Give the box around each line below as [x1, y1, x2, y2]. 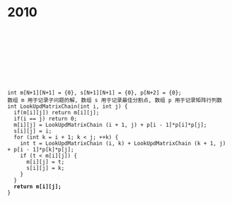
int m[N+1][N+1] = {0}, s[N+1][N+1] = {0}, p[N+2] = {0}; [7, 89, 182, 96]
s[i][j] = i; [13, 128, 52, 135]
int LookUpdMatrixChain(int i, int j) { [7, 103, 129, 110]
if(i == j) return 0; [13, 115, 78, 122]
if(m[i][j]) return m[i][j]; [13, 109, 100, 116]
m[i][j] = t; [25, 158, 65, 166]
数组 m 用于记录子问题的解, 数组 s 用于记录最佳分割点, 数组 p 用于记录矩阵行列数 [7, 97, 223, 104]
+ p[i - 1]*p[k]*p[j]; [7, 146, 74, 153]
